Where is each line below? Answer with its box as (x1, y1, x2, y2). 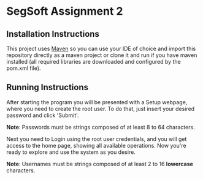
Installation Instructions (6, 29, 100, 39)
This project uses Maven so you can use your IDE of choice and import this (6, 45, 196, 52)
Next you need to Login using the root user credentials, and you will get (6, 135, 187, 142)
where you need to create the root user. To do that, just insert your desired (6, 105, 195, 112)
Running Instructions (6, 82, 89, 93)
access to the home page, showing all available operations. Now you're (6, 142, 186, 149)
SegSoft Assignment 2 (6, 4, 123, 18)
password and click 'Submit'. (6, 112, 79, 119)
